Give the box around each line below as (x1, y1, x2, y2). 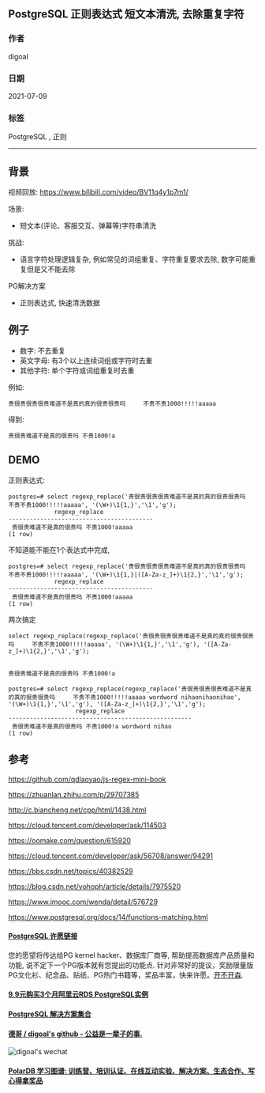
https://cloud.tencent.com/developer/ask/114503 (8, 820, 167, 830)
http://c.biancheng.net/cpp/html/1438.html (8, 805, 147, 815)
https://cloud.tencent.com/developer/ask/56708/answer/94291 (8, 851, 213, 860)
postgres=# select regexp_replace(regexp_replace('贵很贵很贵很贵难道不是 (8, 685, 246, 693)
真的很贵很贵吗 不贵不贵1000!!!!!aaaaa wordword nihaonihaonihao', (13, 693, 241, 702)
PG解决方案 (8, 282, 46, 291)
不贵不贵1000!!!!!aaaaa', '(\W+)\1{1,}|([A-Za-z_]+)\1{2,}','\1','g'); (8, 570, 244, 579)
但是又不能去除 (26, 264, 76, 274)
